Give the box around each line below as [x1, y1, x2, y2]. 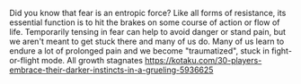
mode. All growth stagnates [40, 55, 144, 65]
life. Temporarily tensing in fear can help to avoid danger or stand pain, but [9, 27, 286, 37]
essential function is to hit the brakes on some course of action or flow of [9, 17, 280, 28]
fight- [270, 46, 292, 56]
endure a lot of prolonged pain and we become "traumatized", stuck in [9, 46, 270, 56]
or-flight [9, 55, 40, 65]
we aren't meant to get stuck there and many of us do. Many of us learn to [9, 36, 285, 46]
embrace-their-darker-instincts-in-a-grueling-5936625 [9, 64, 214, 75]
